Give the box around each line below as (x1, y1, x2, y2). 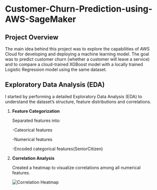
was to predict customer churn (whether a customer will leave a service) (5, 56, 150, 62)
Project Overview (5, 33, 59, 41)
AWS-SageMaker (5, 14, 77, 25)
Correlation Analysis (12, 155, 55, 161)
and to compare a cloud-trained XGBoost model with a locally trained (5, 62, 143, 67)
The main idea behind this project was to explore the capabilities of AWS (5, 46, 150, 52)
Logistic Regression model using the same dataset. (5, 67, 107, 72)
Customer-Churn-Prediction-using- (5, 3, 153, 15)
